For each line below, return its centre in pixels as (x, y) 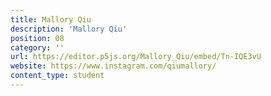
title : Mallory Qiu (51, 19)
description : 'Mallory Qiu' (69, 29)
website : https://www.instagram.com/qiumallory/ (113, 66)
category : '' (37, 47)
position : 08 (37, 38)
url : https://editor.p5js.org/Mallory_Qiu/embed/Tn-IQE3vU (136, 57)
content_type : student (57, 76)
